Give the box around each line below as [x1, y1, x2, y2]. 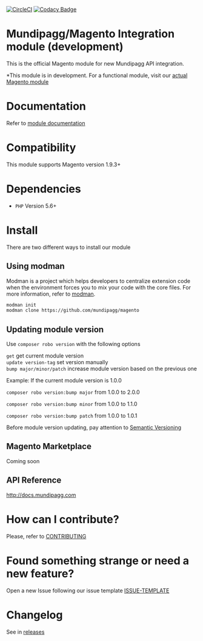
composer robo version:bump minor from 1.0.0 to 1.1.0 [6, 401, 138, 408]
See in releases [6, 628, 45, 636]
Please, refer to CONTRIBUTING [6, 532, 87, 540]
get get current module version [6, 352, 84, 359]
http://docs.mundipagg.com [6, 491, 76, 498]
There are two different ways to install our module [6, 243, 131, 251]
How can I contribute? [6, 512, 119, 526]
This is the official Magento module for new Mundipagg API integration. [6, 59, 184, 67]
